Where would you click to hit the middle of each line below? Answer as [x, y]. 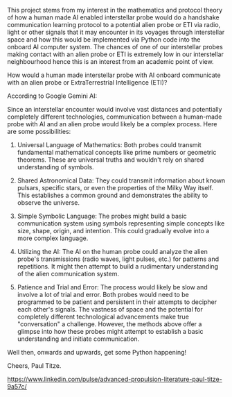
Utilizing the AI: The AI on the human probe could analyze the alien [112, 252]
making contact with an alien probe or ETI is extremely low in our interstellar [115, 54]
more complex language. [53, 238]
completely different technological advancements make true [103, 316]
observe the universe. [48, 203]
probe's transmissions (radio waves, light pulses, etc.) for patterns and [118, 259]
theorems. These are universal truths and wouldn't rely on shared [110, 160]
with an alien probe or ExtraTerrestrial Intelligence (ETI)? [87, 82]
